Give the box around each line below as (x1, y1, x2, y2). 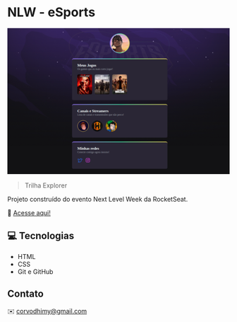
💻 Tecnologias (7, 230, 75, 242)
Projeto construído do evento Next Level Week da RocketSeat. (7, 195, 188, 203)
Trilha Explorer (24, 181, 68, 190)
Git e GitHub (17, 267, 54, 276)
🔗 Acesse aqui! (7, 208, 51, 217)
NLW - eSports (7, 4, 96, 21)
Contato (7, 287, 44, 299)
